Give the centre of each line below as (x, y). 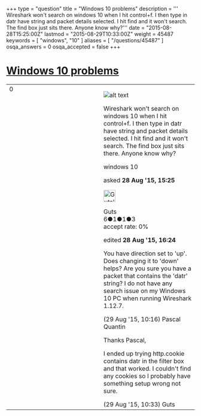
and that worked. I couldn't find (147, 368)
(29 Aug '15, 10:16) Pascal (142, 319)
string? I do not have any (138, 283)
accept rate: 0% (126, 227)
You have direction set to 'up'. (145, 253)
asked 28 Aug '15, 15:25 (139, 180)
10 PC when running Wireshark (148, 298)
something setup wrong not (142, 383)
